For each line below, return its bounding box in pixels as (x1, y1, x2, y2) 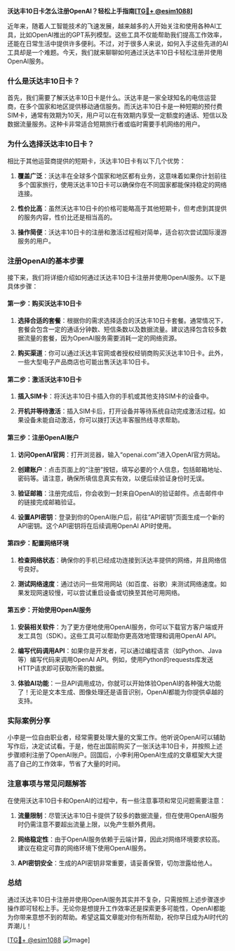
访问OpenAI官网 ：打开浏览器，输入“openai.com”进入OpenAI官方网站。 (17, 450, 224, 459)
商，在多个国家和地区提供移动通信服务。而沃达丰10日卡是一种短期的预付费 (7, 102, 223, 111)
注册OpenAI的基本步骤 (7, 256, 84, 266)
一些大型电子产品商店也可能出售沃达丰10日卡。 (17, 358, 154, 366)
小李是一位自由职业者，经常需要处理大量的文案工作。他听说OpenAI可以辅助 (7, 733, 226, 741)
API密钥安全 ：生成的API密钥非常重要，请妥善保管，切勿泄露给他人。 (17, 858, 216, 867)
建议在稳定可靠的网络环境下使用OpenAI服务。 (17, 843, 150, 852)
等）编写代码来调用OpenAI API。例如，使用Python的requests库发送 (17, 655, 214, 663)
